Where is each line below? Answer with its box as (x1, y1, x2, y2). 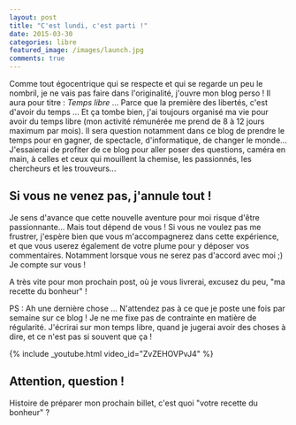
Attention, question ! (9, 374, 125, 390)
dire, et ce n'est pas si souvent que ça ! (9, 331, 153, 342)
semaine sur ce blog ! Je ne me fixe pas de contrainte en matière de (9, 312, 257, 323)
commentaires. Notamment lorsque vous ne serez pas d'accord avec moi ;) (9, 250, 284, 260)
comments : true (9, 54, 65, 63)
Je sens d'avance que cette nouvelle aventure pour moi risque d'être (9, 212, 261, 222)
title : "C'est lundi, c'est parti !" (9, 21, 148, 30)
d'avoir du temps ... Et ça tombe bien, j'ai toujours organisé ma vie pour (9, 107, 269, 117)
